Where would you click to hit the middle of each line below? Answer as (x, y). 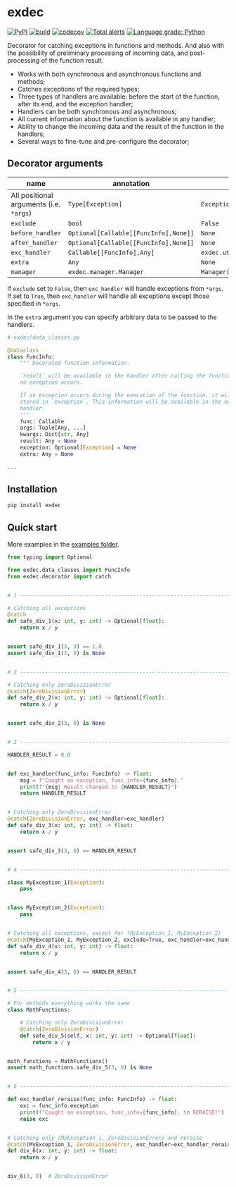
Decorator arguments (55, 164)
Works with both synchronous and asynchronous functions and (109, 74)
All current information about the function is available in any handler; (116, 119)
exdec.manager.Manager (106, 272)
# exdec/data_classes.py (44, 337)
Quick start (32, 527)
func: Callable (42, 421)
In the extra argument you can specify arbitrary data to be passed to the (112, 317)
